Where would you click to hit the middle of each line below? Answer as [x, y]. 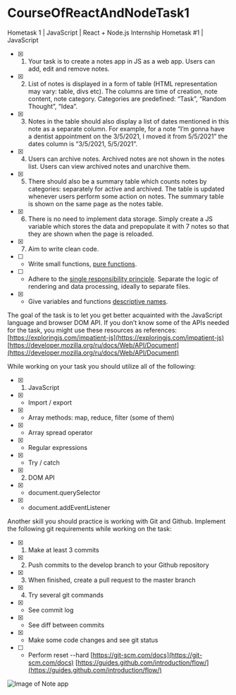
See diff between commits [66, 625]
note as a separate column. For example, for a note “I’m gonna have [126, 129]
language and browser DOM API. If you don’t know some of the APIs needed [118, 322]
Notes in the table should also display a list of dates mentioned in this [129, 121]
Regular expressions [58, 447]
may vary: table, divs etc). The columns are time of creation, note [123, 91]
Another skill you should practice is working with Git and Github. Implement [117, 521]
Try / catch [44, 462]
